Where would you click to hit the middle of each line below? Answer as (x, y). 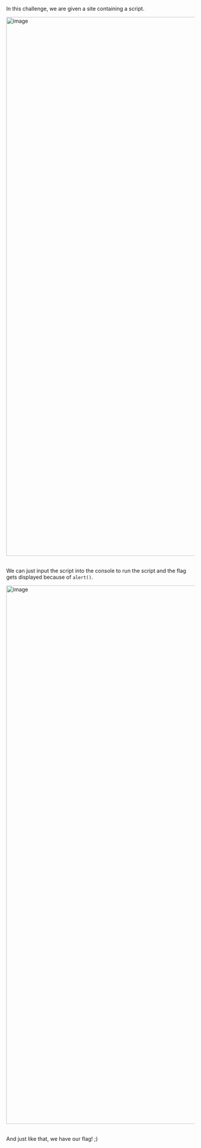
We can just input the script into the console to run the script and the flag (96, 571)
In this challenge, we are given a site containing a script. (75, 9)
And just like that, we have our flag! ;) (52, 1139)
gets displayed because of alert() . (50, 577)
